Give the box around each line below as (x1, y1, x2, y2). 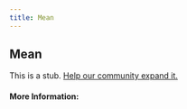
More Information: (9, 91, 79, 102)
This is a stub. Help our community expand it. (9, 70, 179, 81)
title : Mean (9, 13, 54, 23)
